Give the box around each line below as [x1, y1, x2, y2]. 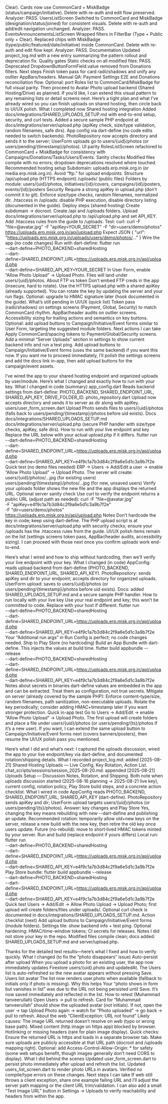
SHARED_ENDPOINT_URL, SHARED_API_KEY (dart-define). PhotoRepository [5, 794, 162, 800]
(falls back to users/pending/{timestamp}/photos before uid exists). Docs [5, 410, 156, 416]
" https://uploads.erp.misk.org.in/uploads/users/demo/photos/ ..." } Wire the [5, 234, 160, 240]
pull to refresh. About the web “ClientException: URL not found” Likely [5, 1013, 150, 1019]
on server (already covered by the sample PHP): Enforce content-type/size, [5, 693, 161, 699]
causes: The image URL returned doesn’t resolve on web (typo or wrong [5, 1018, 155, 1024]
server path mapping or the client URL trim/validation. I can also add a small [5, 1082, 162, 1088]
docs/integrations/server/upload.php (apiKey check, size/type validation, [5, 122, 156, 128]
